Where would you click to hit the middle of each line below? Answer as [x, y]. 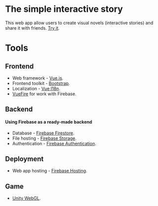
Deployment [24, 159]
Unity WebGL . [26, 198]
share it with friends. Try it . [33, 28]
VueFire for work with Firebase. [44, 94]
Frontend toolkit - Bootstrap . [41, 83]
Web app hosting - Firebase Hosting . [50, 171]
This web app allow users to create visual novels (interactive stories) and [79, 23]
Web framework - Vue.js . [38, 78]
